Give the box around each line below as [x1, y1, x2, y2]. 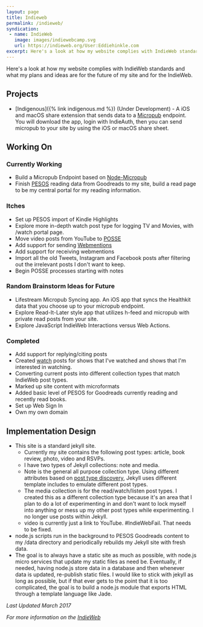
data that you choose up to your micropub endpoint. [14, 302, 145, 310]
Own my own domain [14, 408, 68, 416]
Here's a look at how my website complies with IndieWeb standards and [6, 65, 185, 72]
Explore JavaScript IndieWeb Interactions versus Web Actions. [14, 322, 170, 329]
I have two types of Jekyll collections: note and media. [24, 461, 160, 468]
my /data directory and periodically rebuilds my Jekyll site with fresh [14, 539, 186, 546]
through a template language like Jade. [14, 590, 113, 597]
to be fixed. [24, 525, 53, 533]
